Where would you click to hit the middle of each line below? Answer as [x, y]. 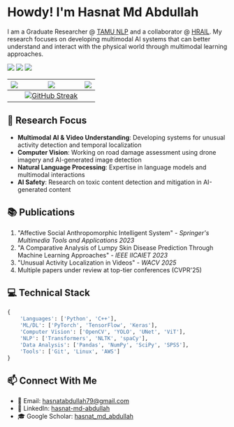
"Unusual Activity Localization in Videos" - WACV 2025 [97, 262]
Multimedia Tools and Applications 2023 [76, 240]
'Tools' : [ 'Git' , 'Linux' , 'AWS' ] [70, 351]
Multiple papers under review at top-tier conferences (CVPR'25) [110, 269]
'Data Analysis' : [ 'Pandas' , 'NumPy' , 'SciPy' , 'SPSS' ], [104, 345]
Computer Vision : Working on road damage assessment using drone [117, 152]
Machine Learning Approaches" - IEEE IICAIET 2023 [93, 255]
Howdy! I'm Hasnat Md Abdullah [103, 12]
